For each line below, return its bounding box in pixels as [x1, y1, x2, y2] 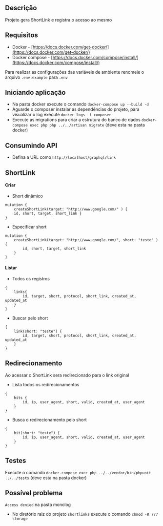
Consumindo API [5, 141, 58, 149]
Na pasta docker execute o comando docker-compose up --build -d [12, 101, 149, 107]
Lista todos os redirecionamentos [12, 381, 80, 387]
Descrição [5, 4, 37, 12]
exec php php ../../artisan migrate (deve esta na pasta [30, 122, 145, 128]
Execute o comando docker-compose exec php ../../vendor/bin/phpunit [5, 469, 151, 475]
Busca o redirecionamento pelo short [12, 417, 87, 422]
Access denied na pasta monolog [5, 502, 71, 507]
